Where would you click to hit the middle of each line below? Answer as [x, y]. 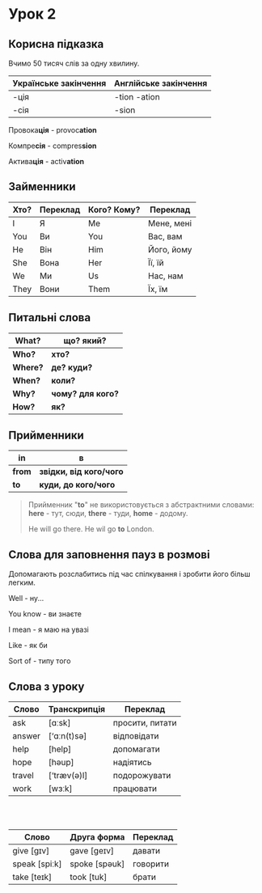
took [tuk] [89, 877]
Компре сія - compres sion [53, 146]
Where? [28, 367]
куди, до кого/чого [77, 485]
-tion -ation [137, 97]
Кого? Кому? [114, 209]
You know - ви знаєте [45, 614]
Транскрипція [76, 709]
